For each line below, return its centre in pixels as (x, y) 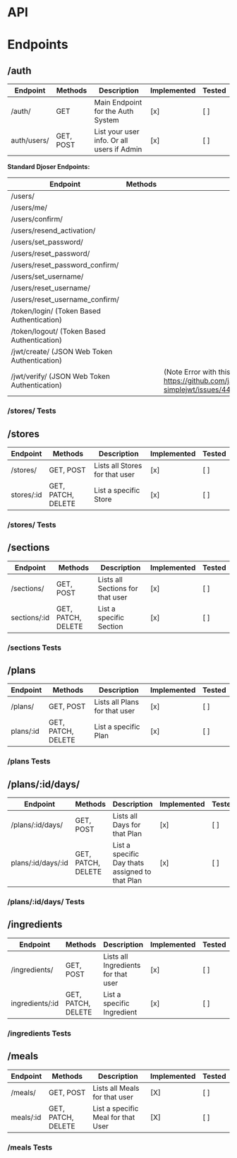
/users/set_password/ (47, 242)
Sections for (118, 588)
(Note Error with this (197, 372)
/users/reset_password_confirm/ (65, 265)
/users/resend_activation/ (53, 230)
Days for (127, 825)
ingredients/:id (35, 1003)
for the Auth (114, 112)
